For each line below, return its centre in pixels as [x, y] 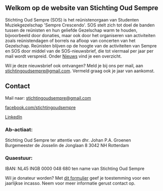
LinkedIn [14, 117]
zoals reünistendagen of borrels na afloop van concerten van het [70, 41]
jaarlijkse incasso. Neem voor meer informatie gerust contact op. [70, 183]
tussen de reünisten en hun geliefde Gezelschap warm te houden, [71, 30]
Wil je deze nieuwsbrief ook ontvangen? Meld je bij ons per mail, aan [74, 65]
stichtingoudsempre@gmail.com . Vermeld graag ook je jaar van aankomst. [80, 71]
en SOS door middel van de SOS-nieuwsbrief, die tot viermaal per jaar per [79, 51]
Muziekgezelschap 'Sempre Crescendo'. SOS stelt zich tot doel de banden [80, 25]
